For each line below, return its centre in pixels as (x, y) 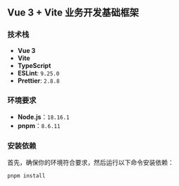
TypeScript (34, 65)
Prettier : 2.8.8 (38, 81)
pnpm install (26, 176)
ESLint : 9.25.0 (38, 73)
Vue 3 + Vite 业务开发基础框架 (73, 13)
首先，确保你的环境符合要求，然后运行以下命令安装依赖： (91, 163)
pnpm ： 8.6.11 (39, 125)
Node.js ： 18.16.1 (43, 117)
